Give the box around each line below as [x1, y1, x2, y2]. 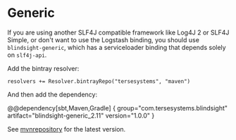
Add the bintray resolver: [7, 64, 80, 72]
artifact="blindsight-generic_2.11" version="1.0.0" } [7, 111, 155, 120]
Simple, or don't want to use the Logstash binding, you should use [7, 35, 199, 44]
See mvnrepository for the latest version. [7, 125, 126, 133]
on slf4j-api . [7, 51, 47, 59]
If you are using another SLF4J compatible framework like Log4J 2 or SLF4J [7, 28, 230, 37]
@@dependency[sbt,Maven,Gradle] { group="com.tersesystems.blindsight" [7, 103, 228, 112]
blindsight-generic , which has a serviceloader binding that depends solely [7, 43, 227, 51]
